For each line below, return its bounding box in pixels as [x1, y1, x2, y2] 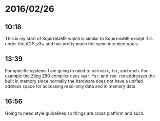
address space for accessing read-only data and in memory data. [5, 83, 137, 89]
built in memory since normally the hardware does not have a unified [5, 78, 143, 84]
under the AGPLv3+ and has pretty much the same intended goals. [5, 41, 139, 47]
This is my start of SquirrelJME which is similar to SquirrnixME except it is [5, 35, 153, 41]
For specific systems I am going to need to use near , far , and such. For [5, 68, 148, 73]
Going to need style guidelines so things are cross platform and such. [5, 110, 145, 116]
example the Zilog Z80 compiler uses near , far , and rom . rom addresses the [5, 73, 155, 79]
